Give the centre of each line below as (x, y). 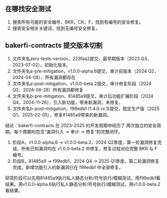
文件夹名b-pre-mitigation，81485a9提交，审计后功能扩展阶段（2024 (83, 96)
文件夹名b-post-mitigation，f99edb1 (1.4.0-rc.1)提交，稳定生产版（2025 (86, 108)
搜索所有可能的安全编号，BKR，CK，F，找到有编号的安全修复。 (78, 22)
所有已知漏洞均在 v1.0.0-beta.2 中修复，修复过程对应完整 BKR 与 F (89, 148)
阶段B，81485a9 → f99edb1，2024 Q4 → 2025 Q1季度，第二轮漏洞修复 (86, 161)
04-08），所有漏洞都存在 (50, 77)
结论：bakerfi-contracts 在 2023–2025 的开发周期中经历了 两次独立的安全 (81, 125)
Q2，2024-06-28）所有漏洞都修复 (48, 89)
